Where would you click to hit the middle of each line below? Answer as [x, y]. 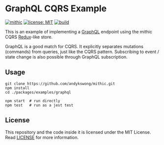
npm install [17, 88]
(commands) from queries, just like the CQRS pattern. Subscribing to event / [82, 52]
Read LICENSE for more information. [42, 137]
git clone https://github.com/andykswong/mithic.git [60, 84]
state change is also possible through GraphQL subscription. [66, 57]
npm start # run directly [33, 101]
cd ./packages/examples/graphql [38, 92]
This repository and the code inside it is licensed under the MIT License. [78, 132]
